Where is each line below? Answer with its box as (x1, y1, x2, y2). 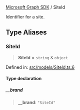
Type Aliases (5, 28, 47, 37)
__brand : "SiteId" (17, 100, 55, 106)
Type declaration (5, 76, 42, 82)
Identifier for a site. (5, 14, 45, 19)
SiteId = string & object (17, 54, 68, 60)
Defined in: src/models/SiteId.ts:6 (5, 64, 75, 70)
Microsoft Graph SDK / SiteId (5, 4, 65, 10)
